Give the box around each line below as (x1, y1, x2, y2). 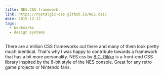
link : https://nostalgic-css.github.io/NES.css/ (5, 12, 107, 17)
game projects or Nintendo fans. (5, 64, 71, 70)
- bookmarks (9, 25, 35, 30)
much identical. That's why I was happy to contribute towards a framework (5, 49, 158, 54)
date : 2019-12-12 (5, 16, 41, 21)
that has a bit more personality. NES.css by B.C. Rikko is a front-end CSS (5, 54, 153, 59)
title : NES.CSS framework (5, 7, 58, 12)
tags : (5, 21, 16, 26)
